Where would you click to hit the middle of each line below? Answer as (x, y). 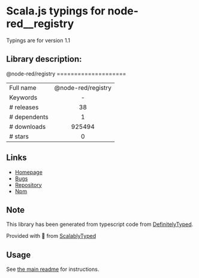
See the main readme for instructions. (53, 269)
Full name (23, 87)
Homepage (29, 172)
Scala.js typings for (56, 11)
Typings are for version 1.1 (38, 40)
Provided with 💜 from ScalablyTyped (51, 236)
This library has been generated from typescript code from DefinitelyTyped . (100, 224)
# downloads (28, 126)
